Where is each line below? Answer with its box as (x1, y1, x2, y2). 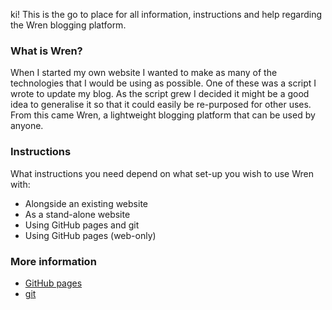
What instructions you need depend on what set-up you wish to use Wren (10, 167, 314, 179)
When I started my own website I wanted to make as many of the (10, 67, 278, 79)
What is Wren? (10, 44, 83, 58)
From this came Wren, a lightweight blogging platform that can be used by (10, 109, 316, 121)
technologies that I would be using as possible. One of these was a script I (10, 77, 317, 89)
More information (10, 254, 97, 268)
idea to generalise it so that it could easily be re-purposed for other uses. (10, 99, 312, 111)
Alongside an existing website (24, 197, 148, 209)
